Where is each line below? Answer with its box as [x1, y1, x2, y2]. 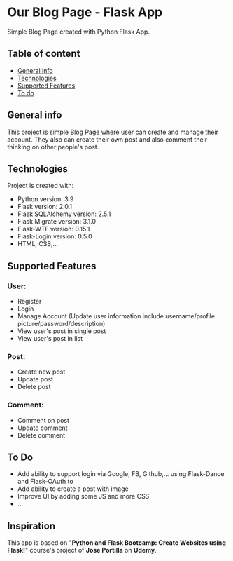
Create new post [17, 367, 66, 376]
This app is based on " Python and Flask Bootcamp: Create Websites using [7, 539, 226, 547]
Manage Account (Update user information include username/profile [17, 312, 216, 320]
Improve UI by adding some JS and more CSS [17, 492, 150, 501]
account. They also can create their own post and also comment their [7, 135, 208, 144]
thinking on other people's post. [7, 142, 99, 151]
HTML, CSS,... [17, 240, 59, 248]
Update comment [17, 424, 68, 432]
